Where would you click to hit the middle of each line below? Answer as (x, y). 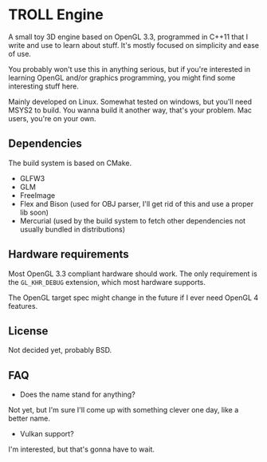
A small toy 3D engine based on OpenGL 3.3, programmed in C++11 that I (128, 37)
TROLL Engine (56, 15)
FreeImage (37, 195)
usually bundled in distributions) (73, 229)
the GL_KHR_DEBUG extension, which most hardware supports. (107, 282)
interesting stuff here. (44, 86)
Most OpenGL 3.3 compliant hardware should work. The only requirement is (133, 274)
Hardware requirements (69, 254)
